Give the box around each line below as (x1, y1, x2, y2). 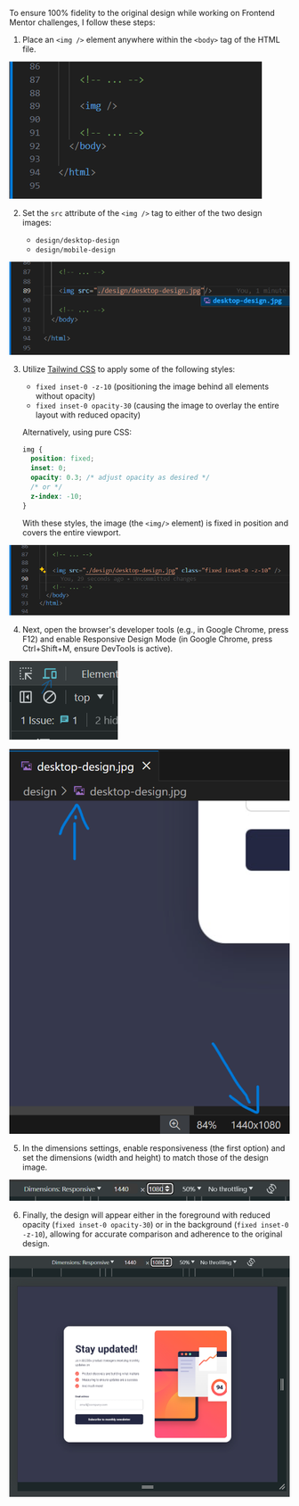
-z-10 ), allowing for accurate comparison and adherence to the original (21, 1229, 283, 1239)
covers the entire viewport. (21, 526, 122, 538)
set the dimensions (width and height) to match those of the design (21, 1153, 269, 1163)
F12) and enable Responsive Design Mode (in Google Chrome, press (21, 633, 273, 645)
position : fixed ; (30, 454, 95, 463)
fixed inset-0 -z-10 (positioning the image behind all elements (35, 381, 270, 392)
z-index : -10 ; (30, 492, 83, 501)
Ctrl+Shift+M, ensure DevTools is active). (21, 643, 174, 654)
